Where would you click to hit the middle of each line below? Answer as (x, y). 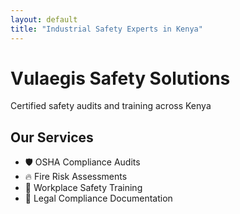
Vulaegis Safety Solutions (120, 78)
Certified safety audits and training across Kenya (111, 106)
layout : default (44, 19)
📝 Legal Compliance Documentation (98, 198)
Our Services (52, 137)
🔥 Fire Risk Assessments (76, 177)
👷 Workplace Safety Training (83, 188)
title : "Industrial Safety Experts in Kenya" (106, 29)
